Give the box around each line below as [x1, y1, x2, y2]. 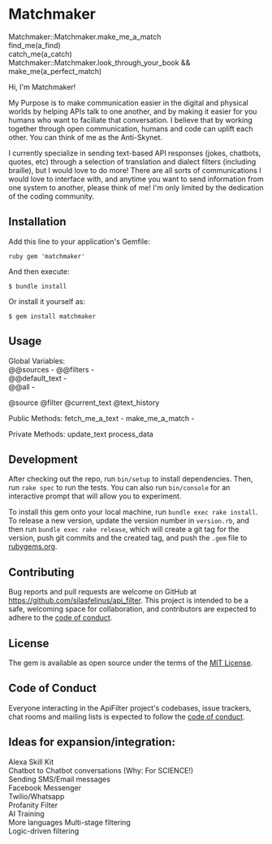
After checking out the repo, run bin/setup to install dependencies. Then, [8, 474, 253, 484]
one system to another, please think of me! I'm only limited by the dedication [8, 182, 264, 192]
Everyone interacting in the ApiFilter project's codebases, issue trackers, [8, 703, 252, 712]
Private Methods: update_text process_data [8, 429, 154, 439]
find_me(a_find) [8, 40, 61, 50]
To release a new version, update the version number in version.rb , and [8, 516, 250, 525]
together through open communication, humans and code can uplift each [8, 124, 253, 133]
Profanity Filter [8, 800, 58, 810]
